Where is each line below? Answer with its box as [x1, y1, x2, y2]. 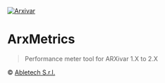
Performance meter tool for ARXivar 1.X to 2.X [24, 54, 159, 63]
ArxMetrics [7, 32, 75, 47]
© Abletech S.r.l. [7, 68, 56, 77]
